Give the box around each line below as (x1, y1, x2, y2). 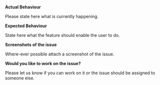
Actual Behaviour (5, 4, 41, 10)
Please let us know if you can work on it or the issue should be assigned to (5, 70, 155, 76)
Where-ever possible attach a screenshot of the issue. (5, 51, 115, 57)
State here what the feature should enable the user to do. (5, 33, 120, 38)
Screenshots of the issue (5, 42, 57, 48)
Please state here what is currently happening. (5, 14, 99, 19)
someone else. (5, 75, 35, 81)
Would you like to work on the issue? (5, 61, 81, 66)
